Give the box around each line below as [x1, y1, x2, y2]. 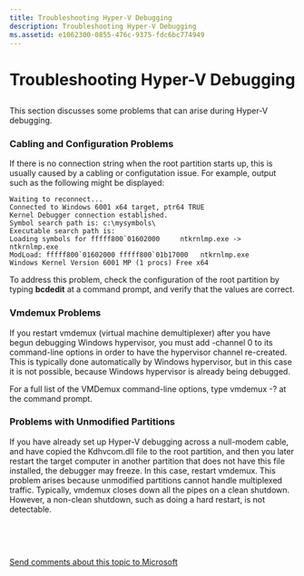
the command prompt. [9, 393, 93, 404]
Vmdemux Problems [9, 307, 102, 319]
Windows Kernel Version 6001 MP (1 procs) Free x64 [9, 259, 209, 268]
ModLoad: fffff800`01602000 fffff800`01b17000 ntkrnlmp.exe [9, 250, 250, 259]
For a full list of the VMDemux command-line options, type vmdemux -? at [9, 383, 287, 395]
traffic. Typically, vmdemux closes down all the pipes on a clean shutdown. [9, 484, 290, 495]
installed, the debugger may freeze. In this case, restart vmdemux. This [9, 464, 277, 476]
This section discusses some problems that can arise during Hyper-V [9, 105, 269, 116]
